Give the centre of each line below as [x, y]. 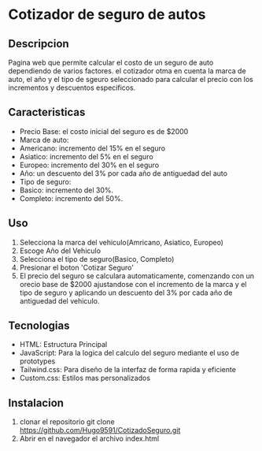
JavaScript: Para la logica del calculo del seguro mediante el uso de [129, 353]
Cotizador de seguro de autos [107, 15]
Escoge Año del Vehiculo [60, 251]
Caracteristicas [47, 112]
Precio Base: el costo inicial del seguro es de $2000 [104, 131]
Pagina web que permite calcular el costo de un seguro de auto [111, 62]
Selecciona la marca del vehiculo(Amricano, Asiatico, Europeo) [122, 242]
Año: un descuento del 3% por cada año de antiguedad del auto [124, 173]
